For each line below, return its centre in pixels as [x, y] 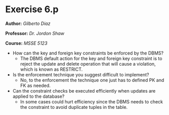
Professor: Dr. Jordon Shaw [35, 33]
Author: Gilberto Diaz [28, 23]
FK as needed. [35, 85]
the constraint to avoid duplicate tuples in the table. [74, 107]
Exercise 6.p [32, 9]
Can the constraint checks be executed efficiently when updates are [84, 91]
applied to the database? [39, 96]
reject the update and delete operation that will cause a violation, [88, 64]
